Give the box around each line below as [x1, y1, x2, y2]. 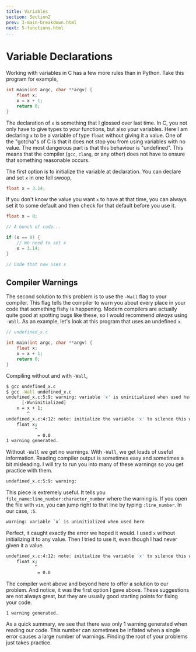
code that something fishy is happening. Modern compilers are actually [6, 305, 177, 313]
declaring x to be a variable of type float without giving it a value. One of [6, 132, 182, 139]
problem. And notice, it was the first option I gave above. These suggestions [6, 586, 190, 594]
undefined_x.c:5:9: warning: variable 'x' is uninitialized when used [6, 394, 181, 401]
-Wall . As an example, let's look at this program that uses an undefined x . [6, 318, 183, 325]
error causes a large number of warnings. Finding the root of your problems [6, 633, 188, 640]
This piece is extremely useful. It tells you [6, 489, 106, 496]
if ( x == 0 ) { [6, 234, 41, 240]
